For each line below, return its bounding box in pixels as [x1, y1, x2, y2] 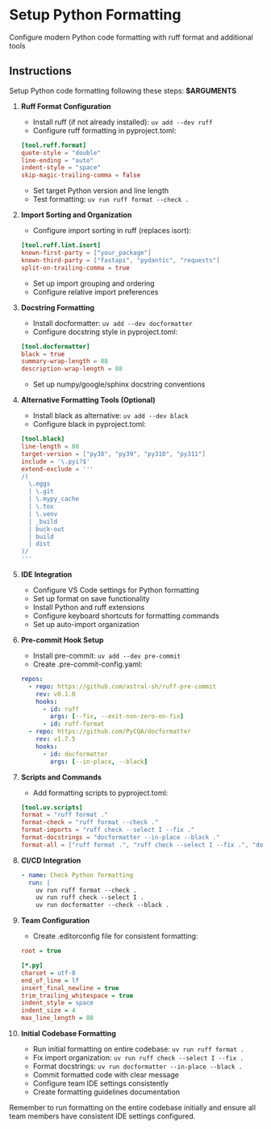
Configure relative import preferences [32, 286, 159, 296]
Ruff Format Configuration [20, 101, 111, 111]
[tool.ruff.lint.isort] [20, 241, 102, 249]
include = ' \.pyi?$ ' [20, 458, 90, 466]
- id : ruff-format [42, 720, 105, 728]
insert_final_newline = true [20, 984, 119, 992]
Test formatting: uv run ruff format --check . [32, 194, 190, 204]
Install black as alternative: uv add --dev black [32, 411, 189, 420]
